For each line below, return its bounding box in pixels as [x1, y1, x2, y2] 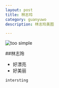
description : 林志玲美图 [5, 21, 54, 27]
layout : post [5, 7, 33, 13]
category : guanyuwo [5, 17, 47, 22]
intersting [5, 78, 28, 83]
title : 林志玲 [5, 12, 33, 17]
